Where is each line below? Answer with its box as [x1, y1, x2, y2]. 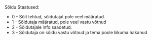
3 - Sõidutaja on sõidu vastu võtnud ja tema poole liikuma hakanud [11, 30, 148, 35]
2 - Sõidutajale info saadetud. [11, 24, 72, 30]
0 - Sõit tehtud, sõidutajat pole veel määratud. [11, 14, 106, 19]
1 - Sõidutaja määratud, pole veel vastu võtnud [11, 19, 107, 25]
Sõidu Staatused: [4, 4, 39, 10]
